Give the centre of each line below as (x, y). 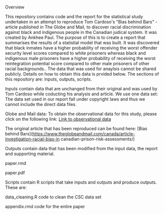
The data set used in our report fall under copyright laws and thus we (75, 99)
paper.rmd (16, 163)
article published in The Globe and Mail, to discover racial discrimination (78, 27)
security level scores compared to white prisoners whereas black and (76, 53)
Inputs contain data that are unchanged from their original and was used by (81, 89)
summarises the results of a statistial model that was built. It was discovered (82, 43)
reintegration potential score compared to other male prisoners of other (77, 64)
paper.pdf (15, 173)
